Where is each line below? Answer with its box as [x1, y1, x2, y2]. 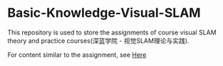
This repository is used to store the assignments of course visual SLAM [7, 28, 217, 37]
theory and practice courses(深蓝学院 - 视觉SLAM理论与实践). [7, 37, 190, 45]
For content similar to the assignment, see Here [7, 51, 147, 59]
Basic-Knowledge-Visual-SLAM [7, 5, 201, 21]
